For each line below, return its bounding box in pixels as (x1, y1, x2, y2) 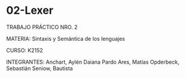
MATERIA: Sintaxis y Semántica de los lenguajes (6, 35, 126, 42)
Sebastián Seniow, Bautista (6, 64, 73, 72)
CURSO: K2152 (6, 46, 43, 54)
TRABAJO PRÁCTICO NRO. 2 (6, 23, 78, 31)
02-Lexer (6, 4, 54, 17)
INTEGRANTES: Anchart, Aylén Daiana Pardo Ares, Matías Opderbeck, (6, 58, 180, 65)
